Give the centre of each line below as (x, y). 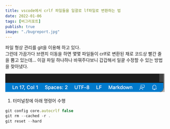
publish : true (20, 27)
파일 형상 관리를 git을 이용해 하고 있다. (43, 47)
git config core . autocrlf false (39, 111)
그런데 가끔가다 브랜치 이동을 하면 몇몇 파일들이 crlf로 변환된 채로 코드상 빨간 (81, 54)
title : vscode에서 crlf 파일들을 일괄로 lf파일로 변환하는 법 (63, 11)
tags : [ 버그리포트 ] (23, 21)
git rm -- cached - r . (28, 116)
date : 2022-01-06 (24, 16)
